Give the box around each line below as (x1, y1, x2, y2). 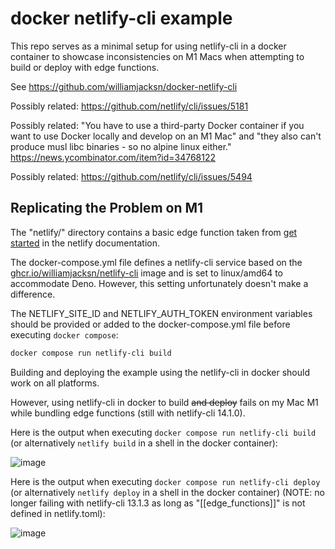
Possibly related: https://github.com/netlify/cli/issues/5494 (10, 170, 253, 182)
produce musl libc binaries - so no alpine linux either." (10, 140, 232, 152)
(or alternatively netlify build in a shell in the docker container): (10, 437, 278, 449)
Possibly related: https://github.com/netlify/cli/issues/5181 (10, 100, 249, 112)
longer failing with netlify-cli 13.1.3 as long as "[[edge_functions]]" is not (10, 497, 306, 509)
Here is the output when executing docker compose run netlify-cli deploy (10, 475, 321, 487)
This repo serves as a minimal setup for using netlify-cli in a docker (10, 40, 287, 52)
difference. (10, 288, 56, 300)
